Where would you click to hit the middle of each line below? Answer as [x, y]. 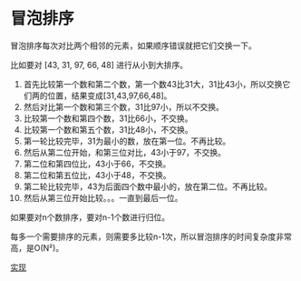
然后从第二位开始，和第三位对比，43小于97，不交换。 [124, 152]
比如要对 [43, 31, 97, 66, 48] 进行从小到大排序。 [99, 65]
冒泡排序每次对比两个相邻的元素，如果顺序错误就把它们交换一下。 [133, 45]
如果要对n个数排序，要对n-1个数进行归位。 [90, 217]
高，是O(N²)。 [37, 247]
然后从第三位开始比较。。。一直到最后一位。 [103, 197]
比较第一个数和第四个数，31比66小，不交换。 [108, 118]
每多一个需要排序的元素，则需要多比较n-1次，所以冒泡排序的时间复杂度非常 [151, 236]
